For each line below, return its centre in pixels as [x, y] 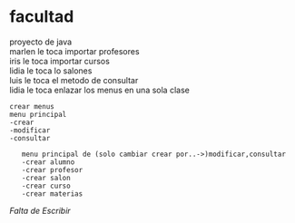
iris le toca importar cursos [60, 61]
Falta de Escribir [40, 210]
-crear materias [52, 194]
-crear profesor [52, 170]
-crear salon [46, 178]
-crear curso [46, 186]
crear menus [32, 106]
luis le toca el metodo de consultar [74, 80]
